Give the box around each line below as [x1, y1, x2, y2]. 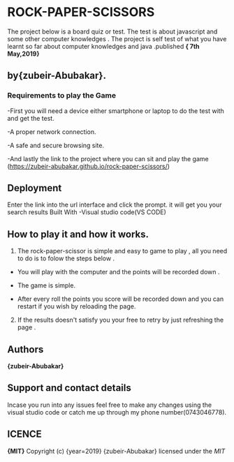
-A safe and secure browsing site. [7, 141, 105, 149]
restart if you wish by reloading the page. [17, 302, 136, 311]
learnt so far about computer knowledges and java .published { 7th [7, 42, 200, 50]
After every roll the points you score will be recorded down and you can [17, 295, 224, 304]
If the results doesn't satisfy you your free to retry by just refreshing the [17, 315, 224, 325]
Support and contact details [7, 382, 131, 394]
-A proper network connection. [7, 127, 96, 136]
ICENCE [7, 429, 42, 440]
